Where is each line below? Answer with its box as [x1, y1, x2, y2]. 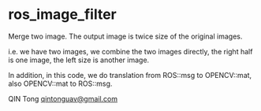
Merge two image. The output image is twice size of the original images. [8, 31, 243, 41]
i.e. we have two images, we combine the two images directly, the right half [8, 46, 253, 56]
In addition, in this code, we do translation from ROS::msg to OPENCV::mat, [8, 70, 252, 80]
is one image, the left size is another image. [8, 55, 150, 65]
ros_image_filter [8, 6, 117, 24]
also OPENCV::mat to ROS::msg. [8, 79, 113, 88]
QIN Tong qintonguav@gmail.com [8, 94, 118, 103]
